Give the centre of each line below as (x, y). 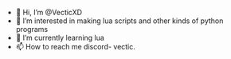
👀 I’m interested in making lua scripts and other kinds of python (119, 21)
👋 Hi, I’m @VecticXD (49, 12)
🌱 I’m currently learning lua (60, 37)
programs (32, 29)
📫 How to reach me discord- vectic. (75, 47)
